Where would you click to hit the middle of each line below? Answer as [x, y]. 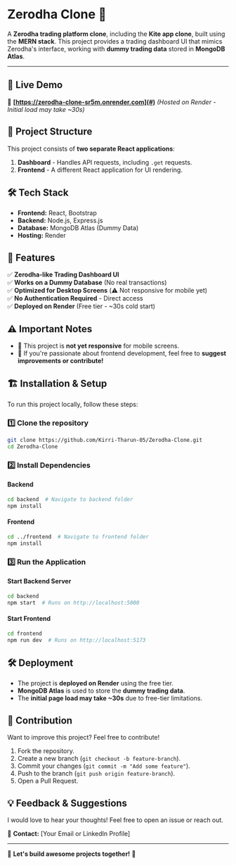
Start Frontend [29, 619]
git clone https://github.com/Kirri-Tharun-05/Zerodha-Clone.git [105, 440]
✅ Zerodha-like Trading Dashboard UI [63, 274]
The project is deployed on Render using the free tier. [96, 683]
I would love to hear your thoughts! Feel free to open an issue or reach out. [115, 820]
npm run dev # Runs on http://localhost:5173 [77, 640]
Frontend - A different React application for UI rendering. [100, 170]
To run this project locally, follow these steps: [73, 404]
